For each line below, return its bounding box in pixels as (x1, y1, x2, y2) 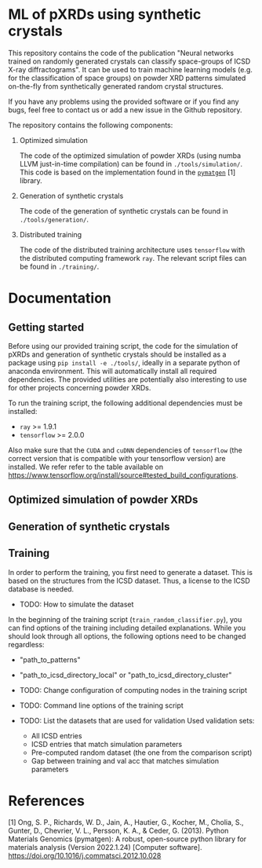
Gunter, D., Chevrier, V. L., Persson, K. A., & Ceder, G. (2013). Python (8, 826, 229, 836)
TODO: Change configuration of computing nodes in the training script (19, 685, 247, 694)
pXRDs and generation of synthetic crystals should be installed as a (8, 350, 227, 359)
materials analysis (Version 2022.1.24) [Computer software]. (8, 843, 202, 852)
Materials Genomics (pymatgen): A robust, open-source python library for (8, 834, 247, 844)
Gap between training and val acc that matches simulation (31, 756, 220, 765)
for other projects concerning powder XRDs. (8, 383, 151, 392)
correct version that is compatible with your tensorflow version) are (8, 453, 226, 463)
